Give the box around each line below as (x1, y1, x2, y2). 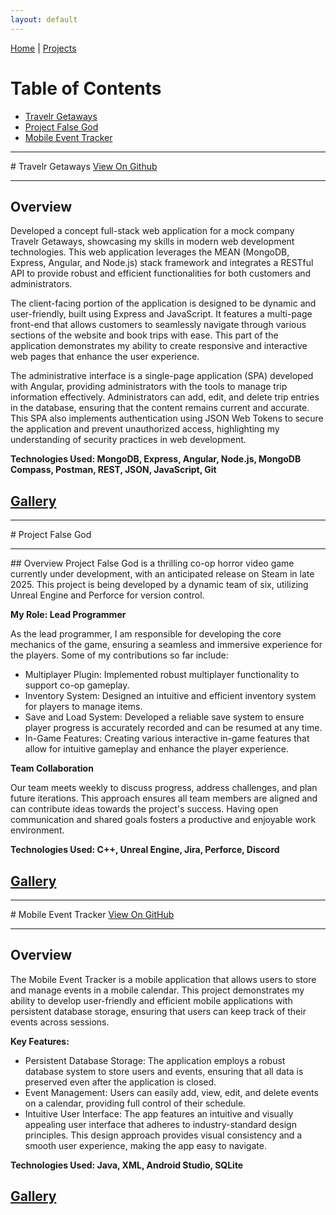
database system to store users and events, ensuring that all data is (24, 1065, 304, 1077)
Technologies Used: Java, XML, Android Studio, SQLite (10, 1159, 244, 1171)
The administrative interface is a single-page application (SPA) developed (10, 370, 314, 382)
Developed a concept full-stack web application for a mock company (10, 225, 295, 237)
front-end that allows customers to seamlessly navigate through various (10, 319, 307, 331)
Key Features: (10, 1035, 70, 1047)
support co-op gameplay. (24, 679, 130, 691)
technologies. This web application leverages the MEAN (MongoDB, (10, 246, 290, 258)
